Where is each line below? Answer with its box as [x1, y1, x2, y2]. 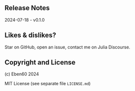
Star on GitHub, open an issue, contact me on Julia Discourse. [4, 44, 131, 50]
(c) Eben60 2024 [4, 71, 39, 77]
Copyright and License [4, 58, 76, 67]
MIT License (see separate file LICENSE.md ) [4, 81, 91, 87]
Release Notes [4, 4, 50, 12]
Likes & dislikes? [4, 31, 56, 40]
